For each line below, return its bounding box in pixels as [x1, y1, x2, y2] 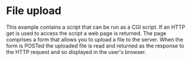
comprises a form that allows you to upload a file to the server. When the [6, 36, 183, 43]
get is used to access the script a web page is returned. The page [6, 29, 167, 36]
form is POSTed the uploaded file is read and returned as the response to [6, 42, 184, 49]
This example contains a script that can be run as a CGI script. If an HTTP [6, 23, 185, 30]
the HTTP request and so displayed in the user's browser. [6, 48, 147, 55]
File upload [6, 4, 61, 18]
